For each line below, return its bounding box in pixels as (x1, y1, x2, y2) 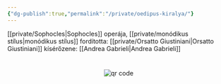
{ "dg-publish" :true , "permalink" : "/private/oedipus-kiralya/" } (7, 10, 194, 17)
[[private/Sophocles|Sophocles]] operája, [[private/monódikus (7, 29, 189, 38)
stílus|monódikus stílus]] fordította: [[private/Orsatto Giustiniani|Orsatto (7, 36, 214, 45)
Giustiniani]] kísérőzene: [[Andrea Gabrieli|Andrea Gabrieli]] (7, 44, 181, 52)
